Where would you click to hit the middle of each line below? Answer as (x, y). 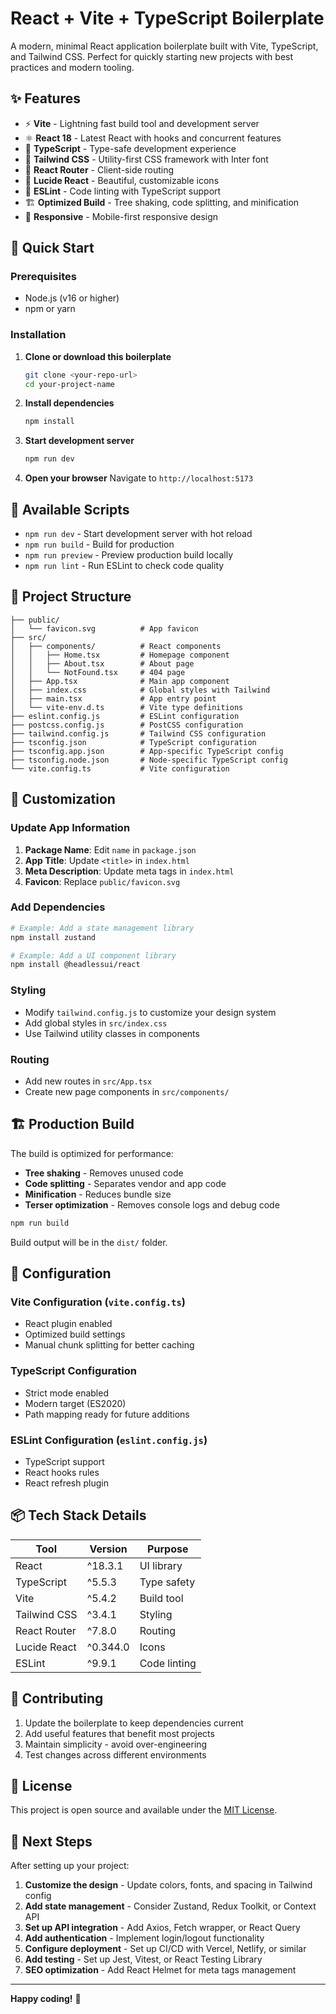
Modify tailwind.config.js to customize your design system (150, 1012)
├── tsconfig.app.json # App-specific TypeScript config (147, 751)
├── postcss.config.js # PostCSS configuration (127, 725)
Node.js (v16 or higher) (72, 298)
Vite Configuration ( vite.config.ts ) (98, 1302)
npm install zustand (53, 937)
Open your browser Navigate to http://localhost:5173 (139, 478)
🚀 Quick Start (52, 248)
